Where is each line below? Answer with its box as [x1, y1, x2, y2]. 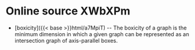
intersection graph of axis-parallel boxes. [14, 37, 118, 44]
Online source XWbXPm [5, 4, 130, 18]
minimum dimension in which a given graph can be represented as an [14, 30, 190, 37]
